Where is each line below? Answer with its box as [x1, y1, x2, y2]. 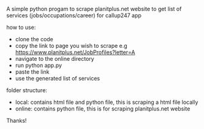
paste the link [15, 68, 50, 76]
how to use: [6, 24, 36, 31]
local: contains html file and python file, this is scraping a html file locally [15, 98, 198, 106]
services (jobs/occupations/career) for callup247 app [6, 12, 142, 19]
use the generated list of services [15, 75, 100, 82]
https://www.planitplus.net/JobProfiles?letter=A [15, 49, 135, 56]
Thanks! [6, 117, 27, 124]
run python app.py [15, 61, 62, 69]
